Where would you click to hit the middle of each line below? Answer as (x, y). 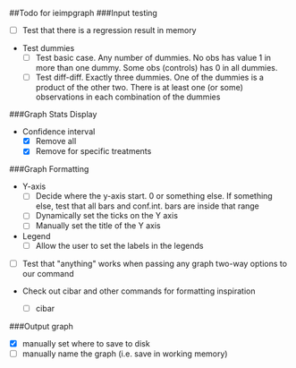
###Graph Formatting (49, 169)
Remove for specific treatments (93, 151)
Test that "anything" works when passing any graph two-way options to (155, 263)
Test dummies (48, 48)
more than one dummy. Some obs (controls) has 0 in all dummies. (156, 68)
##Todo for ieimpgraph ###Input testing (84, 13)
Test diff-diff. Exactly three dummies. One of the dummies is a (149, 77)
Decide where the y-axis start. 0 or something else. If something (154, 196)
